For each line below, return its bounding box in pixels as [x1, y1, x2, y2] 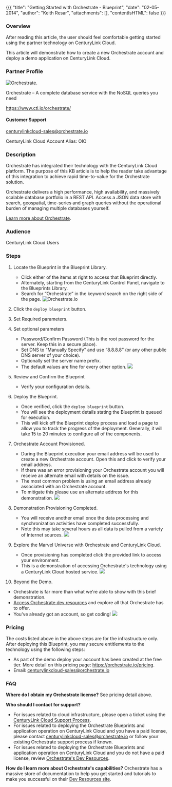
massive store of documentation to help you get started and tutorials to [6, 771, 156, 777]
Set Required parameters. [13, 316, 68, 322]
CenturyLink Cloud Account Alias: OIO [6, 138, 87, 144]
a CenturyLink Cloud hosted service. [21, 568, 99, 574]
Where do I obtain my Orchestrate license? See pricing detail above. [6, 692, 153, 698]
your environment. [21, 557, 60, 563]
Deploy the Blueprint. [13, 393, 59, 399]
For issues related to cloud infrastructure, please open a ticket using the [13, 712, 166, 718]
